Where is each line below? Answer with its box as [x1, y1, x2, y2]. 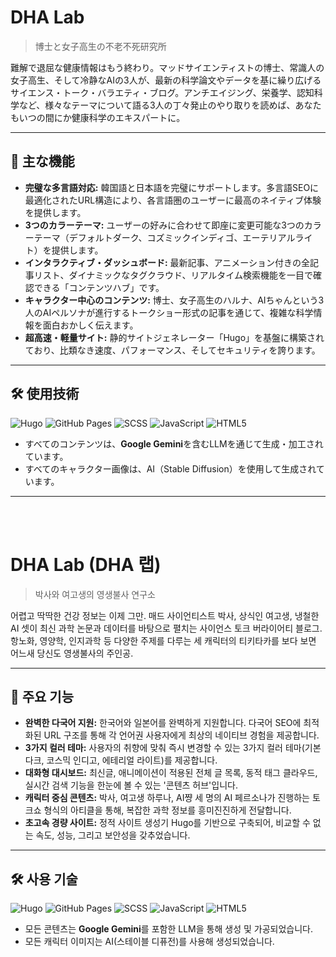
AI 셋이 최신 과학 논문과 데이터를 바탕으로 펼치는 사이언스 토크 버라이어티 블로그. [10, 622, 323, 634]
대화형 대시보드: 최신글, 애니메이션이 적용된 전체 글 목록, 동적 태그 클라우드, [24, 767, 318, 779]
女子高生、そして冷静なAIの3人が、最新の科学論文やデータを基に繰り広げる [10, 74, 322, 86]
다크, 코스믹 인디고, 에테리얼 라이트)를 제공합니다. [24, 754, 218, 766]
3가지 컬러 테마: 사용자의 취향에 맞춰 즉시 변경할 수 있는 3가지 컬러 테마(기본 [24, 742, 322, 754]
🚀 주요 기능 [10, 688, 75, 705]
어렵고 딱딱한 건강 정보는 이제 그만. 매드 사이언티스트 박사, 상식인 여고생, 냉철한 [10, 609, 320, 621]
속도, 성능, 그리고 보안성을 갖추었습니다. [35, 829, 191, 841]
